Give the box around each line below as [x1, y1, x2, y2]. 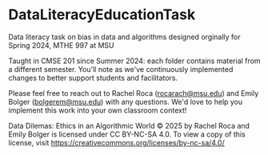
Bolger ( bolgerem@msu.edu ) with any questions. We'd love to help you [8, 97, 243, 106]
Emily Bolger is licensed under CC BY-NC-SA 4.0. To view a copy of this [8, 129, 246, 139]
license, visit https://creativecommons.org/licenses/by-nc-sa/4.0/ [8, 137, 226, 147]
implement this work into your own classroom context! [8, 105, 187, 115]
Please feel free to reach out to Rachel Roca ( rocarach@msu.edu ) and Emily [8, 88, 259, 97]
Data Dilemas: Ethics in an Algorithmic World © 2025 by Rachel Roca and [8, 121, 250, 130]
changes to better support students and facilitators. [8, 73, 178, 82]
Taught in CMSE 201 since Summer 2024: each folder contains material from [8, 56, 261, 66]
